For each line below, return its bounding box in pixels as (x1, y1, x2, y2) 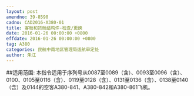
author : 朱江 (6, 52, 36, 58)
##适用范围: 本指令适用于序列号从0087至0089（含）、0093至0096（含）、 (6, 68, 185, 76)
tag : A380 (6, 42, 31, 47)
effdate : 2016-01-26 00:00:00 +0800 (6, 36, 96, 42)
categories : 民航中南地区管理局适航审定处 (6, 47, 99, 53)
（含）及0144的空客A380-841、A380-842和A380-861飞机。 (6, 83, 153, 91)
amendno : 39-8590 (6, 14, 49, 20)
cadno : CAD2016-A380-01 (6, 19, 65, 25)
